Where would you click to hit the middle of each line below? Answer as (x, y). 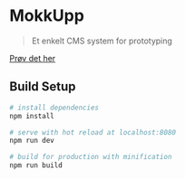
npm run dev (32, 141)
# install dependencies (54, 108)
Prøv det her (33, 58)
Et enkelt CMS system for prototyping (102, 41)
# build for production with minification (91, 157)
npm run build (36, 165)
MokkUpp (47, 16)
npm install (32, 116)
